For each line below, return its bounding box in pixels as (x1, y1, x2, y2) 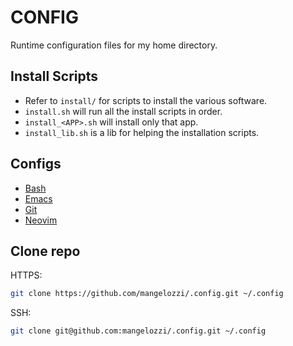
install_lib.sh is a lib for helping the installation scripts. (24, 126, 260, 138)
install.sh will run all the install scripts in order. (24, 105, 223, 117)
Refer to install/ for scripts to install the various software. (24, 94, 268, 106)
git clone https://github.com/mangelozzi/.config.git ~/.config (10, 289, 284, 299)
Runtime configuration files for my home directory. (10, 39, 218, 51)
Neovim (24, 214, 58, 226)
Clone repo (10, 242, 81, 260)
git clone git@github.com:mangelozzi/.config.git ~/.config (10, 326, 267, 336)
